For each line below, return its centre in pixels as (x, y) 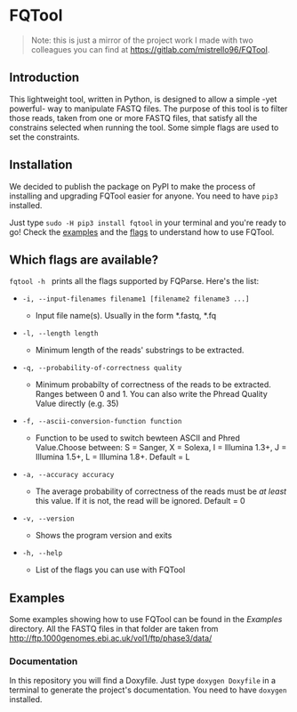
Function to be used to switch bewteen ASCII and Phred (137, 438)
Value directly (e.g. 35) (77, 404)
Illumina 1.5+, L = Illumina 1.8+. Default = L (112, 457)
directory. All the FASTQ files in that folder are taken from (114, 629)
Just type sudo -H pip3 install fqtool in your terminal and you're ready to (148, 222)
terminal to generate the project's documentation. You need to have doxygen (148, 690)
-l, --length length (60, 334)
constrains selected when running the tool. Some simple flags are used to (144, 127)
